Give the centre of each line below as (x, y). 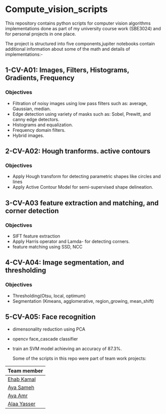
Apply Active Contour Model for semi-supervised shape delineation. (83, 187)
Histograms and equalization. (43, 125)
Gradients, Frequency (40, 78)
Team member (26, 371)
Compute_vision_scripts (56, 9)
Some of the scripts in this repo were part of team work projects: (79, 358)
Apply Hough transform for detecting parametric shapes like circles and (87, 177)
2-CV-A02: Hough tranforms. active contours (78, 151)
